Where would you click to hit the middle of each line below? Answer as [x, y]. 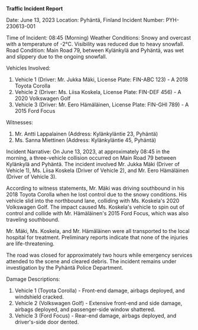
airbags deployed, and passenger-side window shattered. [85, 309]
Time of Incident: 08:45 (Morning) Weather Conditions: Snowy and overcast [98, 38]
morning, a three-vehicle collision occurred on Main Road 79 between [91, 158]
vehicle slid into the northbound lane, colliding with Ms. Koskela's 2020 [93, 201]
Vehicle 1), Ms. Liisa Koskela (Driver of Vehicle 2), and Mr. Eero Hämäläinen [98, 170]
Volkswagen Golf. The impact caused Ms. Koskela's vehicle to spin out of [95, 207]
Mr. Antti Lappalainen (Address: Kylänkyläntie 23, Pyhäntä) [86, 134]
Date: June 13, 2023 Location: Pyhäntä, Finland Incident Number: [85, 20]
